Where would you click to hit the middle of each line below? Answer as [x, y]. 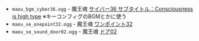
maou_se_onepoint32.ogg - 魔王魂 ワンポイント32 [72, 24]
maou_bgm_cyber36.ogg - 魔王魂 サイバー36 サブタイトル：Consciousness [103, 9]
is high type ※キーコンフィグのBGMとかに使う [69, 16]
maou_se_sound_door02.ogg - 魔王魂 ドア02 [65, 31]
